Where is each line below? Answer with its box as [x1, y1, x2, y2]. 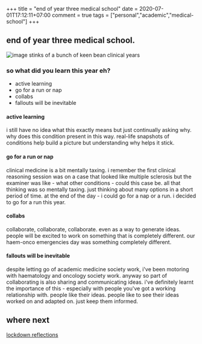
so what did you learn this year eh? [6, 66, 111, 75]
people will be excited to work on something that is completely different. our [6, 232, 195, 239]
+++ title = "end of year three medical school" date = [6, 5, 139, 12]
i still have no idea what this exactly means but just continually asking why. [6, 127, 192, 134]
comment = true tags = [52, 11, 110, 19]
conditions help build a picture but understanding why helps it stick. [6, 139, 175, 146]
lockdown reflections [6, 331, 58, 338]
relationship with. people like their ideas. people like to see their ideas [6, 291, 179, 298]
